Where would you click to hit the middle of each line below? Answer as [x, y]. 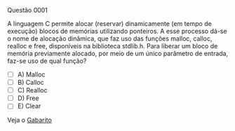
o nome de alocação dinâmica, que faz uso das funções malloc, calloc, [110, 39]
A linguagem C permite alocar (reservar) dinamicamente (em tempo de [109, 23]
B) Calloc [31, 83]
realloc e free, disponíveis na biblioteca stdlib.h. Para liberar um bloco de [113, 46]
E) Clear [29, 106]
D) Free [28, 98]
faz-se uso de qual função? [47, 61]
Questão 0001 [27, 10]
